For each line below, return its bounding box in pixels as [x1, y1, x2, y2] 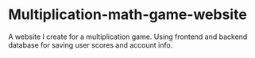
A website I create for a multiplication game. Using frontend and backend [8, 32, 248, 41]
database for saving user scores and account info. [8, 40, 173, 49]
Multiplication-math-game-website [8, 6, 248, 24]
